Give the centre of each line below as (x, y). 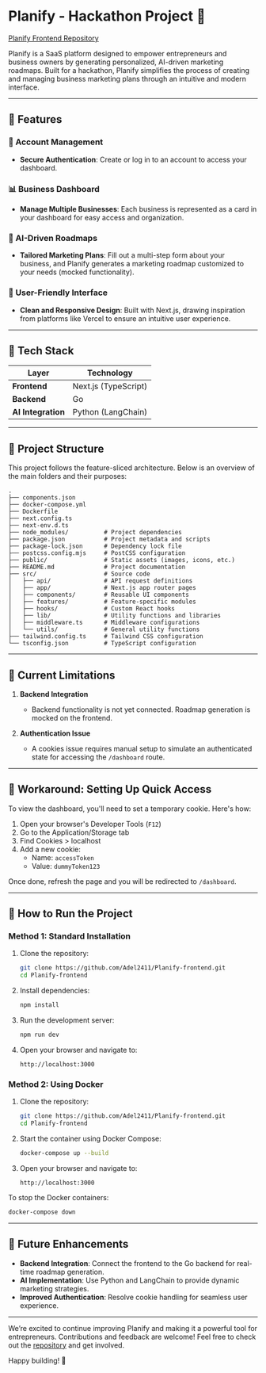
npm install (39, 1005)
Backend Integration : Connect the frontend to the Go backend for (127, 1263)
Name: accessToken (63, 857)
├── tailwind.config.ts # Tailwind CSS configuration (106, 637)
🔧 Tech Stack (41, 351)
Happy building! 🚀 (37, 1360)
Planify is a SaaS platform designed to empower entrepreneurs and (118, 53)
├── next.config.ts (40, 518)
